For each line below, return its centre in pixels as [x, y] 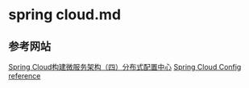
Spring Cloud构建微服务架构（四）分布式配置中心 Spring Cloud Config [125, 67]
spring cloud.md [65, 15]
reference [25, 76]
